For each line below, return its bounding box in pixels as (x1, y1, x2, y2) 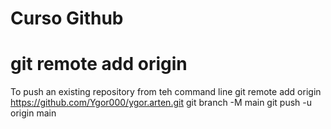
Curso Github (10, 7, 124, 30)
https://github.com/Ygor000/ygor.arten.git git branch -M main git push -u (10, 97, 313, 109)
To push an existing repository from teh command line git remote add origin (10, 86, 322, 98)
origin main (10, 107, 57, 119)
